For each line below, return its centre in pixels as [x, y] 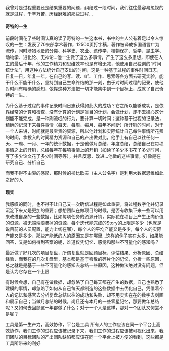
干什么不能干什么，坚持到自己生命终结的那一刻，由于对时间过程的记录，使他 [84, 83]
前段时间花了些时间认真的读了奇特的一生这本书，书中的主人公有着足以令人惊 [84, 38]
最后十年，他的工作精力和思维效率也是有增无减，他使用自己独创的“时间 [88, 64]
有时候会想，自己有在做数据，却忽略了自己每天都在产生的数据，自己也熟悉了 [84, 282]
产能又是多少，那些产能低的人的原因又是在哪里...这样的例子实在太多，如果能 [84, 236]
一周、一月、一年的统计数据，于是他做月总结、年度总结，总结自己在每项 [89, 144]
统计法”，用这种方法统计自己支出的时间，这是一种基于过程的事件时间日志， [83, 70]
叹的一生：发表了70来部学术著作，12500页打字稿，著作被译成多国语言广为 [82, 45]
